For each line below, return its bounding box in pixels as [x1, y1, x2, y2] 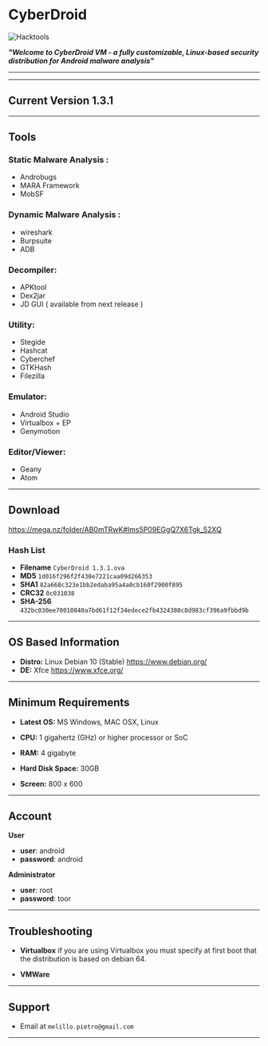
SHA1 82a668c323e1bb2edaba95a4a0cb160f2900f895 [19, 580, 183, 590]
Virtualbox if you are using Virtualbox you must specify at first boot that [19, 945, 257, 955]
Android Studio [19, 409, 69, 419]
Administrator [8, 870, 56, 879]
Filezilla [19, 371, 45, 381]
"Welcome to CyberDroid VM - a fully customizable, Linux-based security [8, 47, 259, 57]
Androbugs [19, 172, 57, 182]
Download [8, 503, 60, 517]
